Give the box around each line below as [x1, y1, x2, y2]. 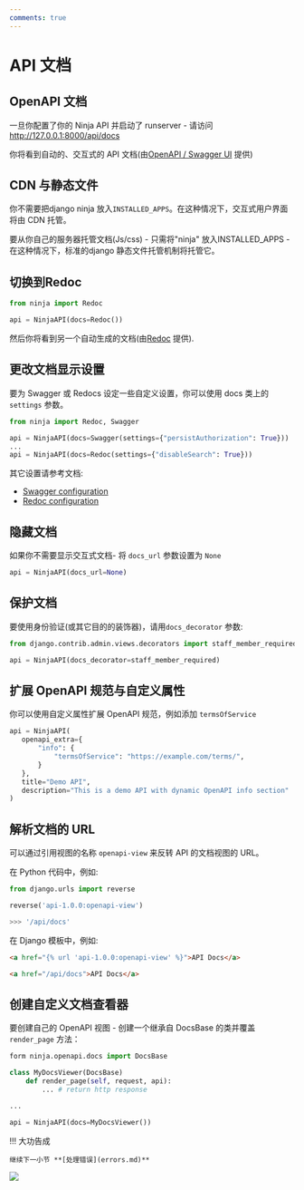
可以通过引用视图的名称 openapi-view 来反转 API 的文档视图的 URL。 [9, 847, 264, 858]
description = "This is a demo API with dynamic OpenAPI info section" [21, 786, 290, 795]
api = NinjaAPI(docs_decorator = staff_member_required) [9, 655, 221, 664]
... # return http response [42, 1085, 147, 1094]
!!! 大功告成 [9, 1135, 52, 1146]
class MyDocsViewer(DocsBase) [9, 1069, 124, 1078]
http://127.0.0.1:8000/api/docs [9, 130, 120, 140]
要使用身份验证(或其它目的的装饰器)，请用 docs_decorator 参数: [9, 621, 243, 632]
